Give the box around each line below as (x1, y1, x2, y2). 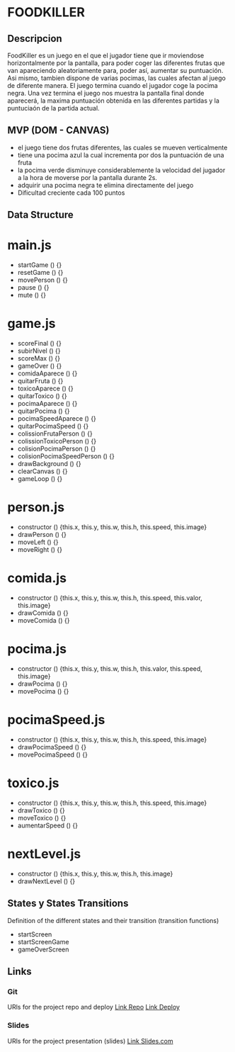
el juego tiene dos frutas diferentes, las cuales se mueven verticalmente (17, 143, 228, 152)
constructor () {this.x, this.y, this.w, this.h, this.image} (17, 869, 173, 878)
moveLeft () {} (17, 538, 59, 546)
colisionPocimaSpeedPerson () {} (17, 452, 115, 460)
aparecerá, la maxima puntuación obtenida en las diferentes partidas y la (7, 96, 219, 105)
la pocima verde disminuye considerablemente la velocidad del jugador (17, 166, 226, 174)
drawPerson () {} (17, 531, 67, 539)
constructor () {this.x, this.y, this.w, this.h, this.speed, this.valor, (17, 593, 203, 602)
